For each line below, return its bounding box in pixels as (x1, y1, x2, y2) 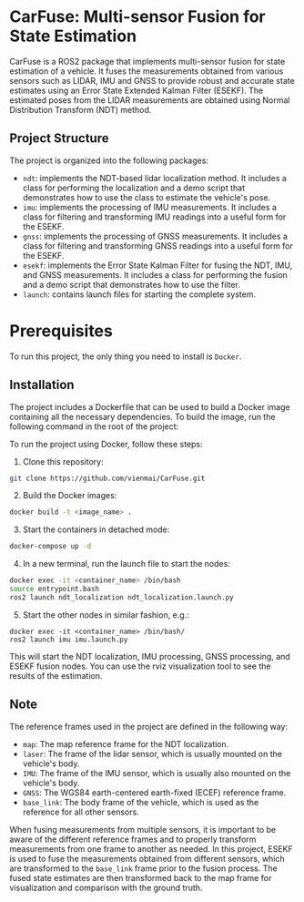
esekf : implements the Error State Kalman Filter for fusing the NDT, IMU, (22, 260, 293, 271)
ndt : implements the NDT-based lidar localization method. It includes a (22, 172, 287, 183)
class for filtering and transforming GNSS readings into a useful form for (22, 240, 294, 251)
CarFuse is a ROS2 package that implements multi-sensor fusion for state (9, 56, 286, 67)
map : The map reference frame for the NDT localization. (22, 738, 229, 749)
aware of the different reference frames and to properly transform (9, 834, 257, 845)
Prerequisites (9, 321, 114, 341)
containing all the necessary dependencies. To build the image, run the (9, 411, 276, 422)
